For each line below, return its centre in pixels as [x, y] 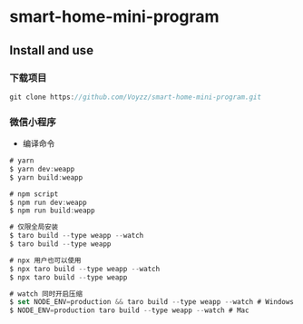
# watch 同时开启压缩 [46, 294]
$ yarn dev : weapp [42, 169]
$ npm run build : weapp [52, 211]
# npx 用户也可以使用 [45, 260]
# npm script [34, 194]
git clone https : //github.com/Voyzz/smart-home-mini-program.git [135, 97]
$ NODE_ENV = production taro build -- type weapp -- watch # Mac [129, 310]
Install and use [51, 50]
